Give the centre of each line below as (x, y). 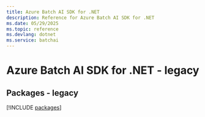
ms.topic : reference (33, 29)
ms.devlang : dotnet (31, 35)
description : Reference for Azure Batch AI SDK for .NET (80, 18)
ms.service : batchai (33, 40)
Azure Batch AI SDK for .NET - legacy (103, 70)
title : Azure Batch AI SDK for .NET (53, 12)
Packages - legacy (42, 93)
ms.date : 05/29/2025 (33, 23)
